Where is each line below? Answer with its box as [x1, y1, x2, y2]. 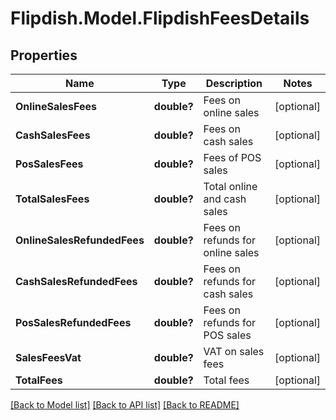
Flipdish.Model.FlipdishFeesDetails [10, 7, 310, 30]
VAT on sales [203, 345, 265, 358]
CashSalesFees [15, 128, 91, 142]
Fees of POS [203, 151, 262, 164]
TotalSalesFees [15, 192, 90, 206]
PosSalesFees [15, 157, 84, 171]
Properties [10, 47, 78, 64]
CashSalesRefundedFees [15, 275, 138, 288]
